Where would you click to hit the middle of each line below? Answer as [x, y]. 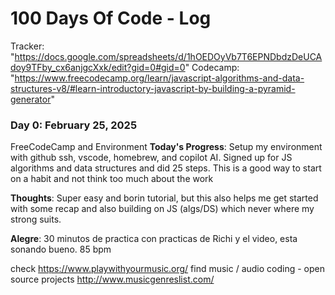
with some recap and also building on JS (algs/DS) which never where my [162, 209]
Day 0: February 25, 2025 [74, 125]
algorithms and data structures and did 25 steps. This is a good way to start [166, 168]
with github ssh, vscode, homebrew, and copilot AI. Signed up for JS [151, 158]
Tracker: [27, 46]
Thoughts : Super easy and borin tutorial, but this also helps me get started [164, 198]
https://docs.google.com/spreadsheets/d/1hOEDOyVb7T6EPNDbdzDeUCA [168, 56]
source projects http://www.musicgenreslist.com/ [112, 279]
